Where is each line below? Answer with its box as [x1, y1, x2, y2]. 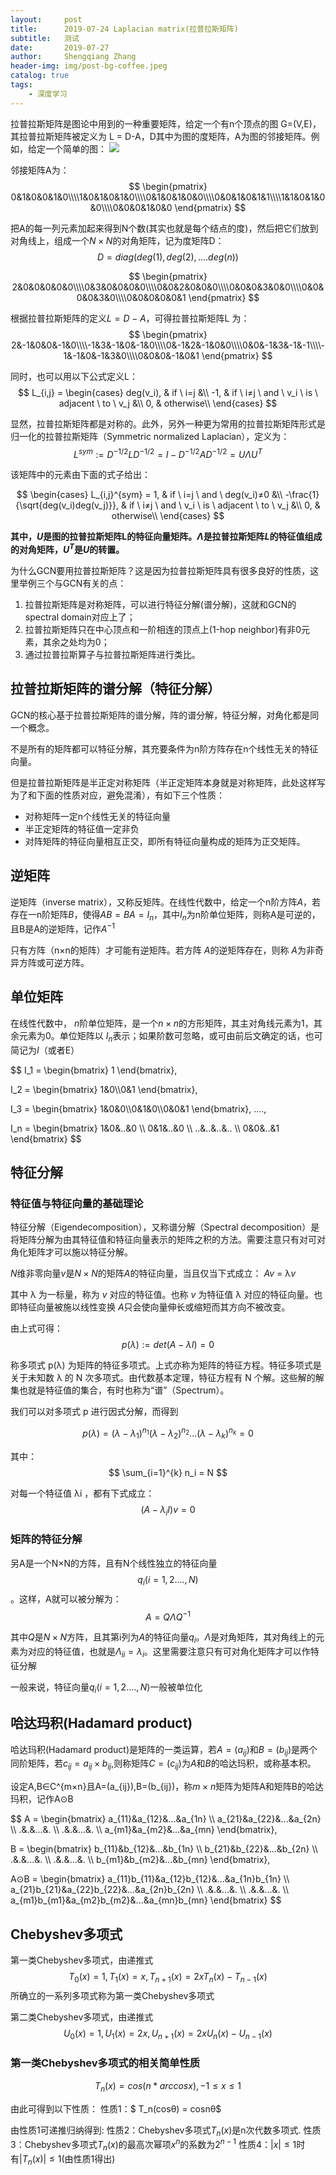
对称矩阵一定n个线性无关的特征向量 [24, 810, 172, 822]
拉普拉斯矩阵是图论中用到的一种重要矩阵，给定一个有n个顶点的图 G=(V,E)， [10, 117, 322, 130]
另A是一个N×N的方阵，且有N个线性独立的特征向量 [10, 1557, 218, 1569]
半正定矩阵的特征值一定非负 [24, 822, 140, 835]
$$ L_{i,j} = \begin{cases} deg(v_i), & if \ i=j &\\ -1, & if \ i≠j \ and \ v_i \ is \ [17, 386, 319, 398]
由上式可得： [10, 1322, 63, 1335]
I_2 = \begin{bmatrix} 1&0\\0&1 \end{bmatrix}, [10, 1083, 198, 1095]
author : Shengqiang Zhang [10, 52, 137, 62]
